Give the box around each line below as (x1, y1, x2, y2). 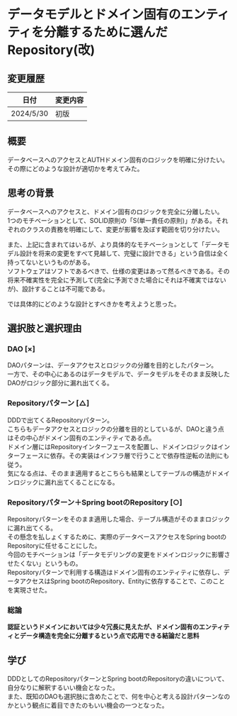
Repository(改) (7, 42, 96, 58)
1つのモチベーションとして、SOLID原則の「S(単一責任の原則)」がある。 (7, 216, 216, 224)
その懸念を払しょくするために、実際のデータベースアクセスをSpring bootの (7, 532, 227, 541)
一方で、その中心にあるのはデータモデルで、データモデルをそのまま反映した (7, 370, 230, 378)
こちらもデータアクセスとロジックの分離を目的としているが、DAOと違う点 (7, 424, 225, 433)
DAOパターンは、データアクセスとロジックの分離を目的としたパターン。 (7, 361, 218, 370)
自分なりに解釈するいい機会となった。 (7, 683, 119, 692)
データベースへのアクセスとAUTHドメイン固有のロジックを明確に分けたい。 (7, 155, 229, 164)
